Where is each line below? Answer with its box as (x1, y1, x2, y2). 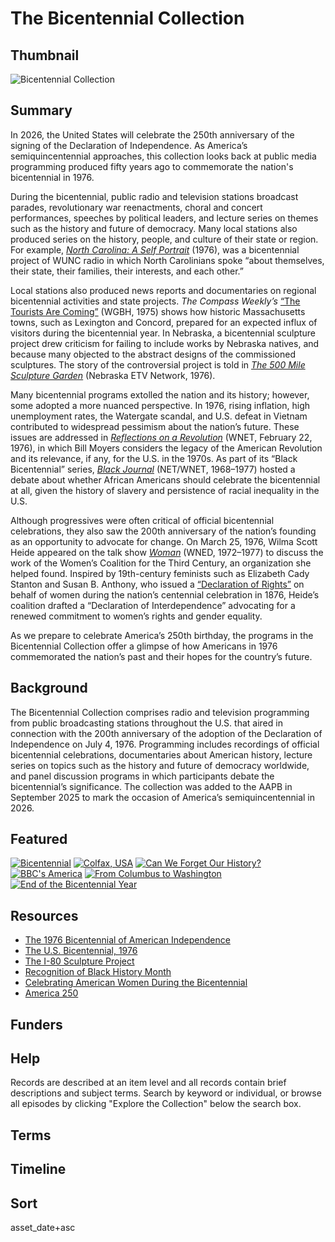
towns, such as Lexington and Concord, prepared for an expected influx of (10, 316, 318, 328)
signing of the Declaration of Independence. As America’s (10, 139, 248, 151)
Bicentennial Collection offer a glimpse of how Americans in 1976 (10, 640, 278, 652)
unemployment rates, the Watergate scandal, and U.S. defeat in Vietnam (10, 410, 308, 422)
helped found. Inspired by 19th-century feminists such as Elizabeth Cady (10, 567, 310, 579)
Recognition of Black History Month (24, 966, 172, 978)
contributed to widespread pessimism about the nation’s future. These (10, 420, 300, 432)
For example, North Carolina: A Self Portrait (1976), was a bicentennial (10, 243, 300, 256)
